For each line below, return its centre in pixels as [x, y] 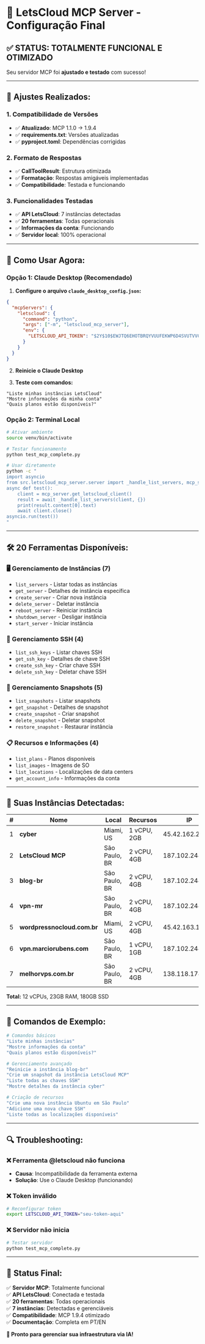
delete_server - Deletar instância [57, 603]
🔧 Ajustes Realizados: [49, 97]
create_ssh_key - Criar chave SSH [58, 665]
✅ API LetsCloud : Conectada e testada [56, 1295]
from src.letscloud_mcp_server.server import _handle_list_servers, [95, 483]
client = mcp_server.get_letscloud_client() [75, 494]
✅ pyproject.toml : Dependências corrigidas [70, 141]
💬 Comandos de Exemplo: [56, 1021]
